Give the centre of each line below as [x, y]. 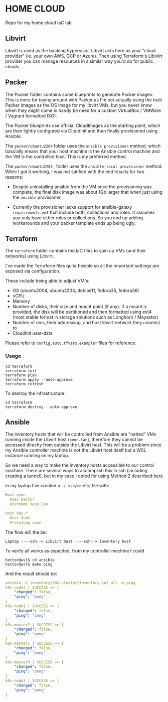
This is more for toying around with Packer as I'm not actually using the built [84, 100]
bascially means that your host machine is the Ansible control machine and [82, 151]
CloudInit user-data [32, 333]
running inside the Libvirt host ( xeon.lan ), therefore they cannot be [74, 440]
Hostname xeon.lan [29, 504]
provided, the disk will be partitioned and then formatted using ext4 [82, 312]
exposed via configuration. [33, 271]
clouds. [13, 66]
